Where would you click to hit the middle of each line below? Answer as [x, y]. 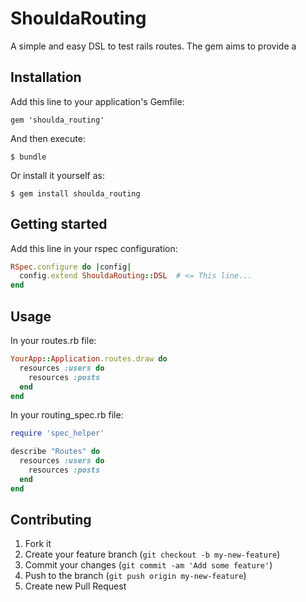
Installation [46, 77]
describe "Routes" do [55, 452]
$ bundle [28, 157]
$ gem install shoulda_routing [75, 193]
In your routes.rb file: [53, 340]
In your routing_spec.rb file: [67, 415]
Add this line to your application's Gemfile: [97, 101]
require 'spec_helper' [57, 433]
